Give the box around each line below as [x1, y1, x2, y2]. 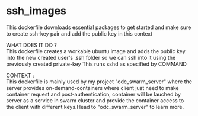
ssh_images [6, 4, 67, 18]
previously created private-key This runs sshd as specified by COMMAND [6, 60, 187, 67]
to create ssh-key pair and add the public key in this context [6, 30, 153, 37]
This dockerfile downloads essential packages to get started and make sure [6, 24, 191, 31]
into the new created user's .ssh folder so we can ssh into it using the [6, 54, 176, 61]
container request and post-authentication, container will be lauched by [6, 91, 181, 98]
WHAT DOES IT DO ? [6, 41, 58, 49]
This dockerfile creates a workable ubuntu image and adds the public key [6, 47, 186, 54]
